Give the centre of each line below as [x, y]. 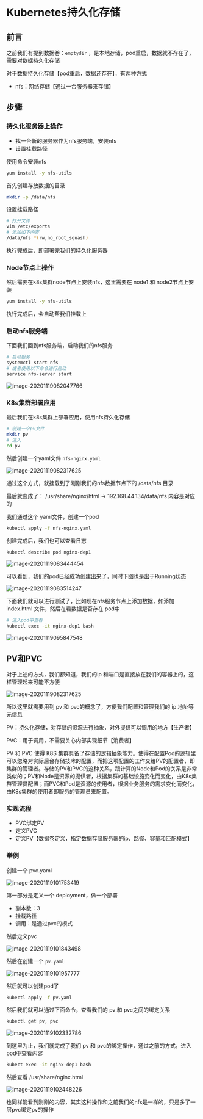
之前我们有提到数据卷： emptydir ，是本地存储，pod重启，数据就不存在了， [100, 53]
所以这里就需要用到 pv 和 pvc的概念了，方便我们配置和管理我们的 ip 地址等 [100, 707]
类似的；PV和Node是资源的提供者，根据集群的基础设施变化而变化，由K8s [99, 777]
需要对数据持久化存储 [33, 60]
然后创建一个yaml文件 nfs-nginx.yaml [54, 458]
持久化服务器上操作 [34, 126]
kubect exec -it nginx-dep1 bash [49, 1065]
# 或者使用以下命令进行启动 [37, 369]
